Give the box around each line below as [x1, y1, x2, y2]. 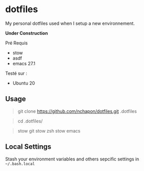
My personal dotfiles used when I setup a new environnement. [5, 20, 135, 26]
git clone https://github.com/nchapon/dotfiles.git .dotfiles [17, 108, 137, 114]
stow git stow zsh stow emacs [17, 127, 81, 134]
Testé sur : [5, 70, 27, 76]
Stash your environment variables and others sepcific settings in [5, 156, 139, 162]
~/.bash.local [5, 161, 35, 166]
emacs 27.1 [12, 60, 35, 66]
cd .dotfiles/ [17, 118, 43, 124]
